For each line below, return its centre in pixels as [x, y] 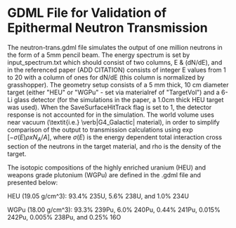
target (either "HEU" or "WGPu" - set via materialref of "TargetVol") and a [113, 92]
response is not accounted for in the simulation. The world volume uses [111, 115]
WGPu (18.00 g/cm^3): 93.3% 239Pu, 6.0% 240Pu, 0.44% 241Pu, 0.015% [114, 210]
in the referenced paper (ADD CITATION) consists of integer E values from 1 [117, 70]
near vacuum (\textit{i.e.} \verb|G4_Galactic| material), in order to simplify [113, 122]
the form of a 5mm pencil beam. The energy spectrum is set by [99, 55]
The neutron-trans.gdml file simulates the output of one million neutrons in [115, 47]
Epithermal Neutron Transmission [108, 28]
